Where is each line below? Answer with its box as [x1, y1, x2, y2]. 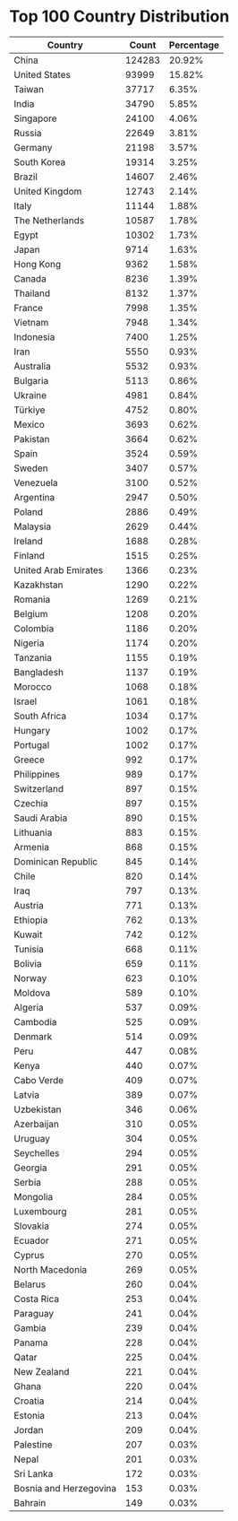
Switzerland [13, 782, 64, 795]
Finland [13, 549, 45, 561]
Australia [13, 360, 51, 372]
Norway [13, 971, 47, 984]
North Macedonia [13, 1263, 88, 1275]
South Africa [13, 709, 67, 722]
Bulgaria [13, 374, 49, 387]
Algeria [13, 1001, 45, 1013]
